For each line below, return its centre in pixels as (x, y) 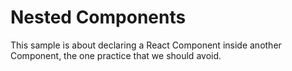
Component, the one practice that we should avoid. (116, 55)
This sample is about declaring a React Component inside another (146, 45)
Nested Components (98, 17)
